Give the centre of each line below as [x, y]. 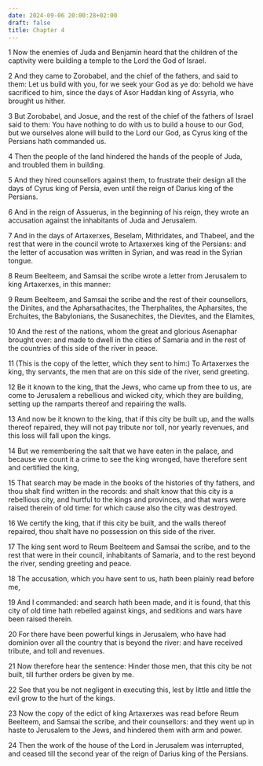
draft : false [29, 23]
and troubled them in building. [57, 165]
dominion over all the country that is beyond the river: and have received [126, 643]
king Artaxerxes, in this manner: [60, 285]
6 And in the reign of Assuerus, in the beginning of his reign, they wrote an [129, 212]
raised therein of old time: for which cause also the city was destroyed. [123, 508]
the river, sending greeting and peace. [70, 564]
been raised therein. [40, 619]
